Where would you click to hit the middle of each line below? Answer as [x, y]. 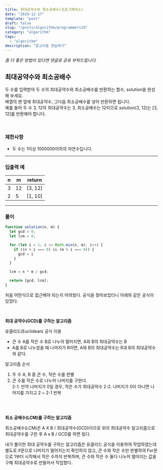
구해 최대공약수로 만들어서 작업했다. [39, 462]
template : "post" [23, 18]
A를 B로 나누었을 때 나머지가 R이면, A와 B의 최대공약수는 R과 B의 [73, 347]
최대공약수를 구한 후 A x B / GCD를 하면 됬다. [48, 434]
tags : [10, 37]
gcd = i [26, 254]
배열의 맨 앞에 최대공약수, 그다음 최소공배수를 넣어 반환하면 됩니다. [68, 102]
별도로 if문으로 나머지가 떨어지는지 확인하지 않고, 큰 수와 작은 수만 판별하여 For [79, 450]
